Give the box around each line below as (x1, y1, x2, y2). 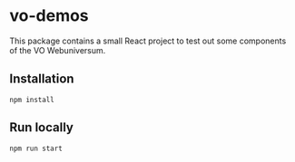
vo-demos (9, 5, 89, 26)
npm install (9, 95, 54, 104)
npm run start (9, 144, 64, 153)
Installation (9, 71, 74, 87)
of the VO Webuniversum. (9, 44, 106, 55)
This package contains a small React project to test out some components (9, 35, 287, 46)
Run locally (9, 119, 74, 136)
